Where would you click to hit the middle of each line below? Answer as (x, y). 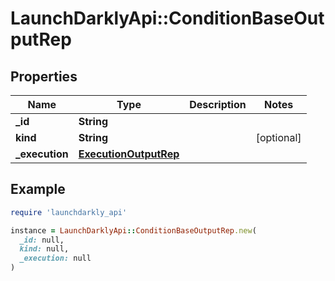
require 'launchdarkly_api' (69, 212)
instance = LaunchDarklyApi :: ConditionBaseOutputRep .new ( (133, 230)
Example (38, 189)
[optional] (278, 137)
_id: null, (42, 240)
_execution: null (55, 258)
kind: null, (44, 249)
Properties (44, 76)
